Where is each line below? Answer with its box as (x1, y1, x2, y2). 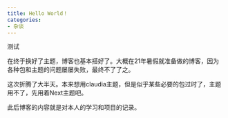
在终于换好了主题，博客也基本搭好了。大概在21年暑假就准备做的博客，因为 (7, 57, 220, 65)
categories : (7, 16, 41, 23)
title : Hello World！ (7, 10, 68, 17)
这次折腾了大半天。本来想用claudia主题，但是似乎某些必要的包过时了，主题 (7, 80, 222, 88)
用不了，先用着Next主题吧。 (7, 88, 88, 97)
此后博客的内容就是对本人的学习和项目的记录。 (7, 104, 140, 112)
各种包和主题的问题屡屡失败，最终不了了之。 (7, 66, 135, 74)
